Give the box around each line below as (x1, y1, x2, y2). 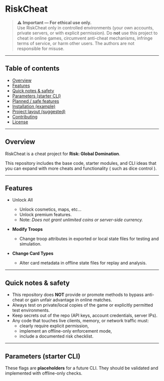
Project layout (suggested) (12, 109, 66, 114)
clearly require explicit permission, (19, 323, 89, 329)
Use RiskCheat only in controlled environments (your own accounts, (17, 24, 154, 30)
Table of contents (5, 65, 60, 73)
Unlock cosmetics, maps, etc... (19, 206, 82, 212)
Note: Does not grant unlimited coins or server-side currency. (19, 217, 143, 223)
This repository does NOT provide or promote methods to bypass (12, 292, 144, 298)
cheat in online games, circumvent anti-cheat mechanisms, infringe (17, 35, 153, 41)
